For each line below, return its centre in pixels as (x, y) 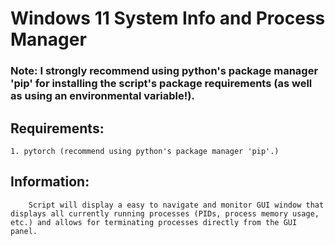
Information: (50, 182)
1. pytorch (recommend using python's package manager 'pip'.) (145, 151)
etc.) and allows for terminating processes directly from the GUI (154, 222)
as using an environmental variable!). (102, 96)
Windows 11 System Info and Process (168, 18)
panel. (24, 231)
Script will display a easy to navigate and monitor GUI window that (176, 205)
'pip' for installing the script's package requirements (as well (161, 84)
